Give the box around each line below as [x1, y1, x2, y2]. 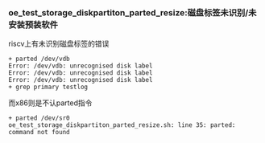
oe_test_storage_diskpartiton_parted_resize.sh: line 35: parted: [8, 121, 236, 129]
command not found [8, 129, 70, 137]
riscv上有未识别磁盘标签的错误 [8, 39, 110, 49]
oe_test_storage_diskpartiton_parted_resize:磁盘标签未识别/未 [8, 6, 257, 18]
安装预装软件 [8, 18, 59, 30]
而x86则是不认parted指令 [8, 98, 93, 108]
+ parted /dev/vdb [8, 55, 70, 63]
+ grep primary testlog [8, 83, 89, 92]
